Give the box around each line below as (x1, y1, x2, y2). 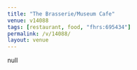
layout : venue (7, 37, 49, 44)
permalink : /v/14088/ (7, 30, 71, 37)
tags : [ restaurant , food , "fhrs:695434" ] (7, 23, 131, 30)
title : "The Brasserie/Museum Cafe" (7, 10, 115, 18)
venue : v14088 (7, 17, 49, 24)
